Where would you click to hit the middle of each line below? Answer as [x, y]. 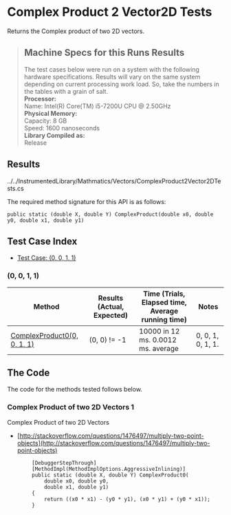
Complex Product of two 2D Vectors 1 [70, 407]
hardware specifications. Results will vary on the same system [112, 77]
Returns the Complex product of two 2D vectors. [76, 31]
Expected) [111, 315]
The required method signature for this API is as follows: [87, 201]
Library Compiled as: [54, 135]
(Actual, [111, 306]
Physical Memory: [51, 113]
